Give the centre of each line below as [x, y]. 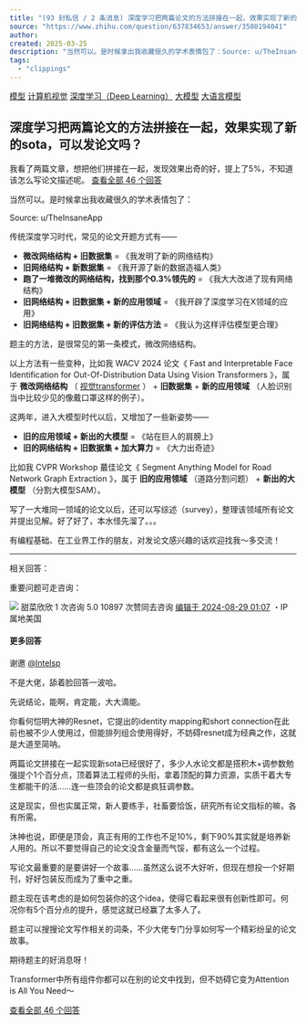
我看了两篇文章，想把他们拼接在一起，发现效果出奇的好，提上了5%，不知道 [152, 168]
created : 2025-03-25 [49, 43]
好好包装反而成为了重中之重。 [81, 879]
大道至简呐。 [41, 744]
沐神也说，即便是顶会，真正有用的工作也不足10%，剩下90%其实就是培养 [146, 836]
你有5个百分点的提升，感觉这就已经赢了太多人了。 [112, 909]
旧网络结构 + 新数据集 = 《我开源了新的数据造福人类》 [124, 267]
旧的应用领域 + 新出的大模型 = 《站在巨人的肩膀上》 [120, 436]
